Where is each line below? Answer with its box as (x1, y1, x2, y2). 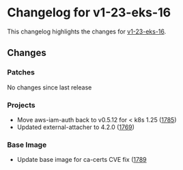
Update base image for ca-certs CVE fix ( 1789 (16, 156, 147, 164)
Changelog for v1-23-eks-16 (7, 5, 171, 20)
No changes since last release (7, 83, 92, 91)
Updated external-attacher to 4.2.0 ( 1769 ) (16, 123, 135, 131)
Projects (7, 100, 36, 110)
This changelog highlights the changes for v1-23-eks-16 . (7, 27, 167, 36)
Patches (7, 68, 36, 77)
